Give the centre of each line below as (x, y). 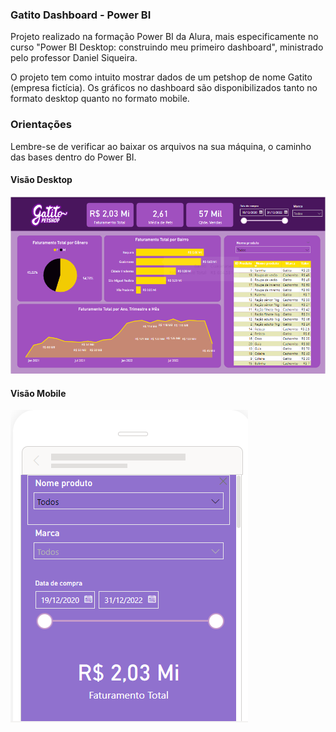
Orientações (41, 125)
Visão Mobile (38, 393)
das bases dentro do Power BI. (73, 157)
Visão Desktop (41, 180)
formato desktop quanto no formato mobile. (100, 99)
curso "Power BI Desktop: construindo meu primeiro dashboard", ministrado (167, 47)
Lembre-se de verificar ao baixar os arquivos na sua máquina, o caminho (161, 146)
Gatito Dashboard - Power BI (81, 15)
